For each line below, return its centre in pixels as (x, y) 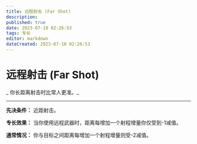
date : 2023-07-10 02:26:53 (39, 28)
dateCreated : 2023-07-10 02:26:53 (48, 44)
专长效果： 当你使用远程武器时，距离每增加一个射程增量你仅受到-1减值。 (94, 122)
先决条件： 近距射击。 (33, 110)
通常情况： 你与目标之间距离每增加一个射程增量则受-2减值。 (79, 135)
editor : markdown (27, 39)
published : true (26, 22)
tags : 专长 (18, 33)
